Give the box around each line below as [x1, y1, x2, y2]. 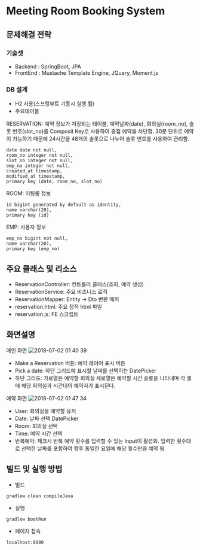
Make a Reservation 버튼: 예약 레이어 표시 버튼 [14, 359, 126, 366]
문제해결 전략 [6, 29, 52, 39]
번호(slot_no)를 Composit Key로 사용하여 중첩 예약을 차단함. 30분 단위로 [12, 127, 183, 135]
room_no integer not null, [6, 153, 73, 159]
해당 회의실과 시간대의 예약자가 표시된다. [21, 382, 116, 389]
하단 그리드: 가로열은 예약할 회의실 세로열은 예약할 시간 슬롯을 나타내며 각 [14, 374, 186, 381]
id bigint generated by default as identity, [6, 202, 121, 208]
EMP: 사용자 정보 [6, 223, 47, 231]
